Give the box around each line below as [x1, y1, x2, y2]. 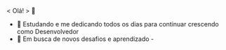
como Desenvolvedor [16, 28, 79, 35]
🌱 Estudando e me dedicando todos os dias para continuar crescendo [16, 20, 219, 28]
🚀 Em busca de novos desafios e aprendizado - [16, 35, 154, 43]
